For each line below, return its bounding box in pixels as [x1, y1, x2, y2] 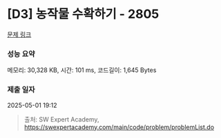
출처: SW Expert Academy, [23, 115, 99, 124]
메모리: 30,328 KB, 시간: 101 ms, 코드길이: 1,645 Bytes [7, 66, 157, 74]
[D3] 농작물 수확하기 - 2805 [7, 6, 160, 22]
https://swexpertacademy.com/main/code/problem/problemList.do [23, 123, 215, 131]
